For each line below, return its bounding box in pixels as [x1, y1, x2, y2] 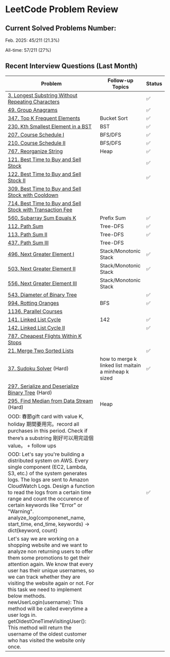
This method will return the [8, 624, 72, 631]
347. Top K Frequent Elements [8, 114, 80, 121]
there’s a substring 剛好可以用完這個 [8, 434, 94, 442]
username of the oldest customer [8, 630, 87, 637]
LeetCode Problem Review [5, 4, 119, 15]
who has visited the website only [8, 637, 86, 644]
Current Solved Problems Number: [5, 24, 116, 33]
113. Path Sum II [8, 231, 48, 238]
